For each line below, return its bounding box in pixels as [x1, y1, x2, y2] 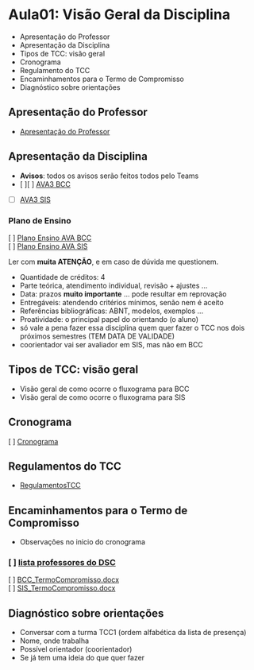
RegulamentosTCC [19, 481, 81, 490]
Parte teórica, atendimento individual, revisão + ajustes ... [19, 281, 208, 290]
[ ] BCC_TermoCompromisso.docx [8, 575, 120, 585]
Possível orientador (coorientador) [19, 645, 133, 654]
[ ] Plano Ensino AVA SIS [8, 241, 88, 251]
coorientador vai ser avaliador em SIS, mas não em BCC [19, 339, 204, 349]
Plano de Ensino [8, 215, 71, 226]
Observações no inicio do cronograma [19, 537, 145, 547]
